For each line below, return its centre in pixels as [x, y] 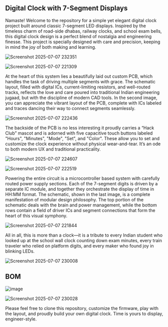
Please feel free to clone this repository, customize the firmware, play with [82, 308]
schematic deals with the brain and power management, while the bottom [81, 205]
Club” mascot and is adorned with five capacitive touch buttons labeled [79, 133]
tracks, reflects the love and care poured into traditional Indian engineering [82, 92]
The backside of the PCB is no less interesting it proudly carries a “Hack [80, 128]
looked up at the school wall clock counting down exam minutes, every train [83, 240]
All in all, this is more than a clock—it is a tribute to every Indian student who [84, 235]
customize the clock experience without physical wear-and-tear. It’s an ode [83, 144]
